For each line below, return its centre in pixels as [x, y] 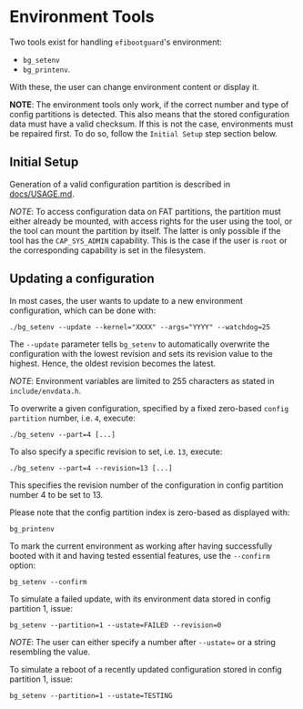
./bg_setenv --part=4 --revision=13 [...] [91, 468]
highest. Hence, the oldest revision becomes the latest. [113, 363]
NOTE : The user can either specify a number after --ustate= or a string [142, 642]
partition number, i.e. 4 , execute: [73, 418]
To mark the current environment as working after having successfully [141, 546]
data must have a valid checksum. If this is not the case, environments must [151, 124]
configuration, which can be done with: [83, 310]
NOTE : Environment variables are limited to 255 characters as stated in [142, 380]
